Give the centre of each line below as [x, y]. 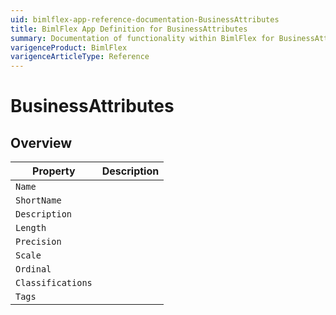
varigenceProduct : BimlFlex [69, 47]
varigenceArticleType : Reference [80, 57]
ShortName [38, 200]
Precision [38, 242]
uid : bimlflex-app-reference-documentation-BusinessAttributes [145, 19]
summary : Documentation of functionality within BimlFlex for [142, 38]
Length [31, 228]
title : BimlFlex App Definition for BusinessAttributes [129, 29]
